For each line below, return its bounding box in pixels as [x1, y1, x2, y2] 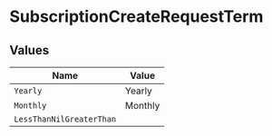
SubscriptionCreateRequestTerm [9, 6, 264, 27]
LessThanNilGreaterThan [14, 114, 117, 124]
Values [9, 43, 50, 58]
